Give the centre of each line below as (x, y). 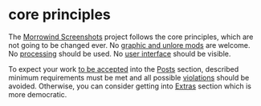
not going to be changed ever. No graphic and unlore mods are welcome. (129, 45)
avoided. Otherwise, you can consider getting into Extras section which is (130, 86)
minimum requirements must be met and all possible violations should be (129, 77)
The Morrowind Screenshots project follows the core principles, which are (131, 37)
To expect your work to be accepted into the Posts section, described (124, 69)
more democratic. (38, 94)
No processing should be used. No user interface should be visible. (120, 53)
